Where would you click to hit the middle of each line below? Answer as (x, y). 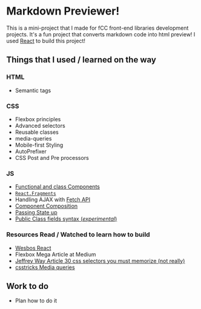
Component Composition (46, 206)
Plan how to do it (36, 301)
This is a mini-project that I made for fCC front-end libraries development (97, 28)
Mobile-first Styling (39, 145)
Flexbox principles (38, 119)
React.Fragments (35, 194)
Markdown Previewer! (63, 11)
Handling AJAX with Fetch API (53, 200)
